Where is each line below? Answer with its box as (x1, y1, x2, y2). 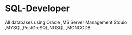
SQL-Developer (5, 3, 70, 14)
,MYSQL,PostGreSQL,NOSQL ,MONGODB (5, 24, 91, 30)
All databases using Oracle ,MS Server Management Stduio (5, 19, 127, 25)
